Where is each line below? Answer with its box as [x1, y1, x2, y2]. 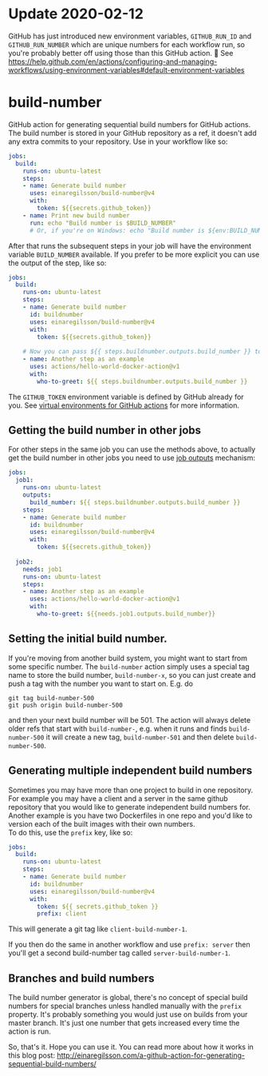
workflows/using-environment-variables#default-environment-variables [8, 65, 245, 74]
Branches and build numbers [8, 971, 155, 985]
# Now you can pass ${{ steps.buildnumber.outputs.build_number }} [22, 348, 251, 356]
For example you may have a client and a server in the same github [8, 793, 229, 803]
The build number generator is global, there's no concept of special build [8, 993, 249, 1002]
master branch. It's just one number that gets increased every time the [8, 1018, 240, 1028]
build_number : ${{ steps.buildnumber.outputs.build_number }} [29, 498, 241, 506]
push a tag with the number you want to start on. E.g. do [8, 679, 194, 688]
